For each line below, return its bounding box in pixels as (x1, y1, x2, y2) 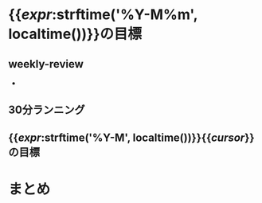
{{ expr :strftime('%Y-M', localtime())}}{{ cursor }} (8, 131, 255, 144)
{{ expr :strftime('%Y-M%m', (8, 6, 198, 24)
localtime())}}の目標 (8, 25, 142, 43)
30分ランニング (8, 103, 85, 117)
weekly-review (8, 57, 84, 71)
